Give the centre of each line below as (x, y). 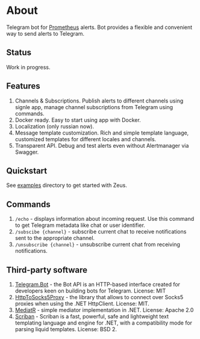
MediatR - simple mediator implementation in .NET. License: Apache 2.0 (104, 310)
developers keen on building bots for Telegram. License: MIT (90, 291)
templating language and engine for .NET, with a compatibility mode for (104, 323)
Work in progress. (28, 67)
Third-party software (47, 270)
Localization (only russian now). (55, 126)
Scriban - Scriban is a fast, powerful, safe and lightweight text (92, 316)
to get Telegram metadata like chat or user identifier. (80, 225)
